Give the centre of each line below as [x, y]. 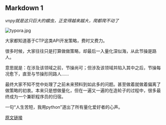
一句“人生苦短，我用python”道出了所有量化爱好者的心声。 [64, 107]
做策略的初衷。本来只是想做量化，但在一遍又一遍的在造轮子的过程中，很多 [81, 90]
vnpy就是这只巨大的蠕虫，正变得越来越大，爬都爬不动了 [62, 20]
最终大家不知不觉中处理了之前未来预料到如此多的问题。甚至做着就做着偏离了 [83, 84]
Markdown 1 [24, 8]
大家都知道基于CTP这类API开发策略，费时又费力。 [56, 40]
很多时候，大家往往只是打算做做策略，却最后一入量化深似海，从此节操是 [79, 51]
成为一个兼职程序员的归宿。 [37, 96]
